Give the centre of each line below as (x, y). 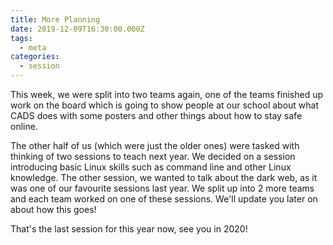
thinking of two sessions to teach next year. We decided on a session (153, 156)
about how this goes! (53, 209)
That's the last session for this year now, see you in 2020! (129, 229)
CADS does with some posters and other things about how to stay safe (156, 115)
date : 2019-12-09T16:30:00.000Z (77, 29)
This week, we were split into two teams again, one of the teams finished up (167, 94)
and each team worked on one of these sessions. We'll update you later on (164, 199)
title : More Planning (55, 19)
